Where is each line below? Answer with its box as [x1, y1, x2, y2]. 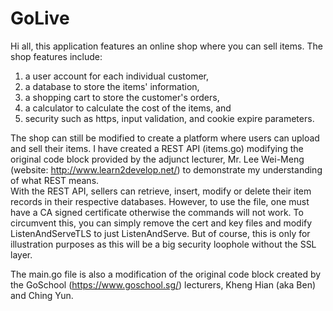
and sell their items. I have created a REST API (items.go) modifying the [10, 142, 304, 154]
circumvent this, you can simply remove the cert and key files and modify [10, 217, 313, 229]
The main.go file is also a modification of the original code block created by [10, 268, 322, 280]
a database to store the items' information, [24, 80, 200, 92]
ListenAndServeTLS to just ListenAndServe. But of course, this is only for [10, 227, 311, 239]
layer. [10, 248, 33, 261]
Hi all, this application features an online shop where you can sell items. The [10, 40, 323, 52]
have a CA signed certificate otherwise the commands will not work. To [10, 206, 304, 218]
